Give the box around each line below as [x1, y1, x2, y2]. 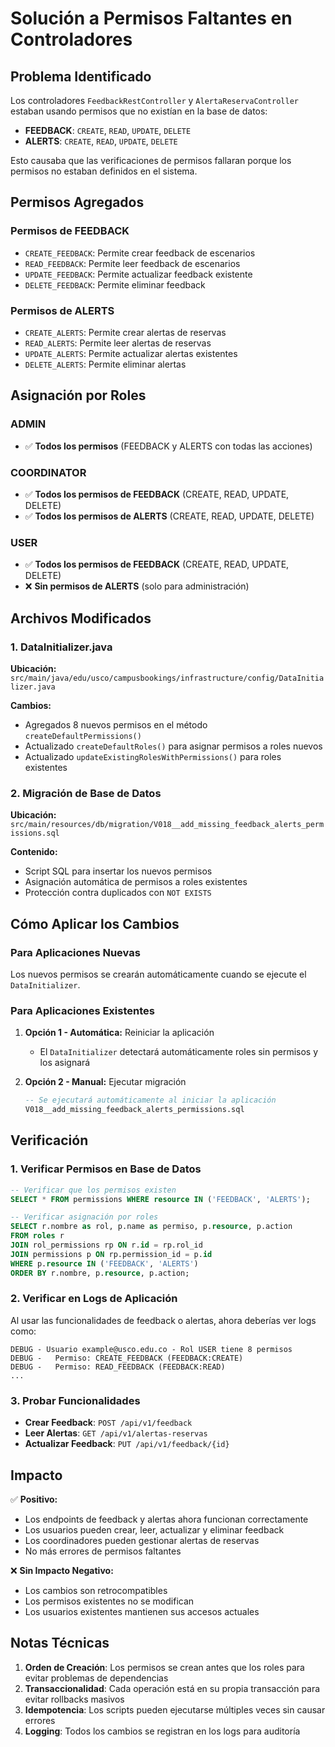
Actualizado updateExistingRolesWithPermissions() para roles [24, 750, 282, 762]
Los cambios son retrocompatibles [24, 1584, 168, 1596]
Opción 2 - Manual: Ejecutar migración [24, 1076, 187, 1088]
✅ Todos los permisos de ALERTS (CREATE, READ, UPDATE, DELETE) [24, 510, 315, 522]
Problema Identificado [10, 68, 152, 85]
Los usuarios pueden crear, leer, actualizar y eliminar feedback [24, 1523, 285, 1536]
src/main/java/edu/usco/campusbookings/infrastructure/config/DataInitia [10, 673, 325, 683]
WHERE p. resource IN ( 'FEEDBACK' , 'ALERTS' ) [10, 1258, 199, 1269]
